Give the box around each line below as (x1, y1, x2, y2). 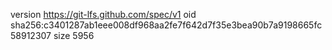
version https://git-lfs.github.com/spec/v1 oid (10, 9, 197, 20)
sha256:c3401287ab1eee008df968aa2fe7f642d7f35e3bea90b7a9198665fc (10, 19, 323, 31)
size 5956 (53, 30, 95, 41)
